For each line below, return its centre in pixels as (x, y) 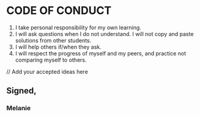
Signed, (21, 91)
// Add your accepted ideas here (47, 71)
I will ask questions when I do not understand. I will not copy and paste (104, 34)
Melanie (19, 108)
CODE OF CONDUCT (59, 11)
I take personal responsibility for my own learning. (78, 27)
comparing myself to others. (51, 60)
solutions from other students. (53, 40)
